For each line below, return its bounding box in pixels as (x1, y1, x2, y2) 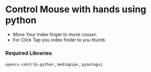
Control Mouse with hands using (5, 4, 147, 15)
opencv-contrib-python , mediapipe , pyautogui (5, 61, 103, 67)
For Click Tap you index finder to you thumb (12, 37, 105, 43)
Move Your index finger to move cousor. (12, 31, 97, 37)
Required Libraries (5, 50, 52, 57)
